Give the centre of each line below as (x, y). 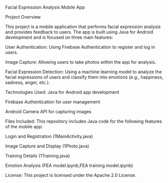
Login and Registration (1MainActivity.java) (49, 136)
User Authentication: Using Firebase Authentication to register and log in (80, 47)
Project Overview (23, 17)
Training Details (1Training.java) (38, 156)
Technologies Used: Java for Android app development (62, 92)
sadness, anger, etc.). (28, 82)
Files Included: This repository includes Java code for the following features (83, 121)
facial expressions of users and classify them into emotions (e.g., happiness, (84, 77)
